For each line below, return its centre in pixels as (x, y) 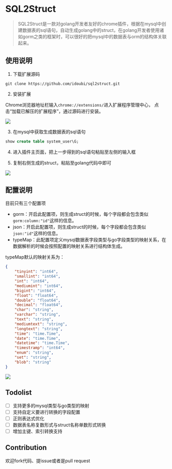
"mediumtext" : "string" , (41, 324)
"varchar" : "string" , (37, 315)
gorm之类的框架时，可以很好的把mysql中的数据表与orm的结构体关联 (94, 36)
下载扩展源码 (26, 74)
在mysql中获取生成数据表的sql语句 (49, 132)
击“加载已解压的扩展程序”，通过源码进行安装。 (55, 111)
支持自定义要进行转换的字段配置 (46, 412)
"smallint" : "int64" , (37, 277)
